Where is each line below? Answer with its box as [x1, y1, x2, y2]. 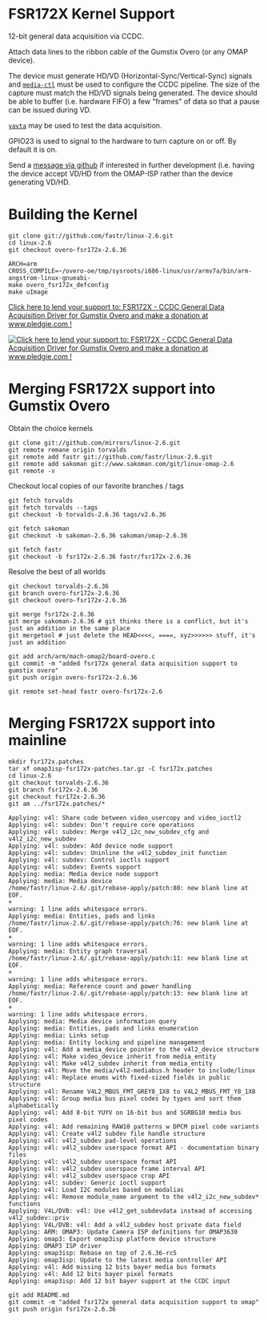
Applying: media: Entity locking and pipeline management [8, 1038, 206, 1047]
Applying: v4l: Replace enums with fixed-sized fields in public [8, 1073, 230, 1081]
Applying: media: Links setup [8, 1031, 110, 1039]
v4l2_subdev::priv [8, 1214, 70, 1222]
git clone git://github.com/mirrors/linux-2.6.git [8, 439, 181, 447]
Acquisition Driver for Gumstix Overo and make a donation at [8, 310, 209, 320]
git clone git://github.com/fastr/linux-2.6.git [8, 232, 174, 240]
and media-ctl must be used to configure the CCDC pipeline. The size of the [8, 79, 260, 89]
